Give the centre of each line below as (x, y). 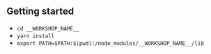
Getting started (40, 11)
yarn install (36, 36)
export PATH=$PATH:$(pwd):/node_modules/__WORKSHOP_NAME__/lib (110, 43)
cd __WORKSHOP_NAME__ (48, 28)
